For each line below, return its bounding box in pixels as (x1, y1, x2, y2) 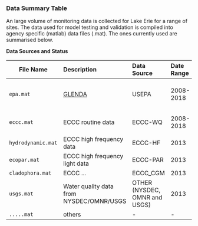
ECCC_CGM (131, 169, 165, 178)
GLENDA (62, 90, 87, 99)
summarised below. (6, 37, 54, 44)
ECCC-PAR (131, 156, 164, 164)
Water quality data (62, 182, 114, 191)
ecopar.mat (9, 156, 39, 163)
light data (62, 159, 90, 168)
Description (62, 65, 97, 74)
